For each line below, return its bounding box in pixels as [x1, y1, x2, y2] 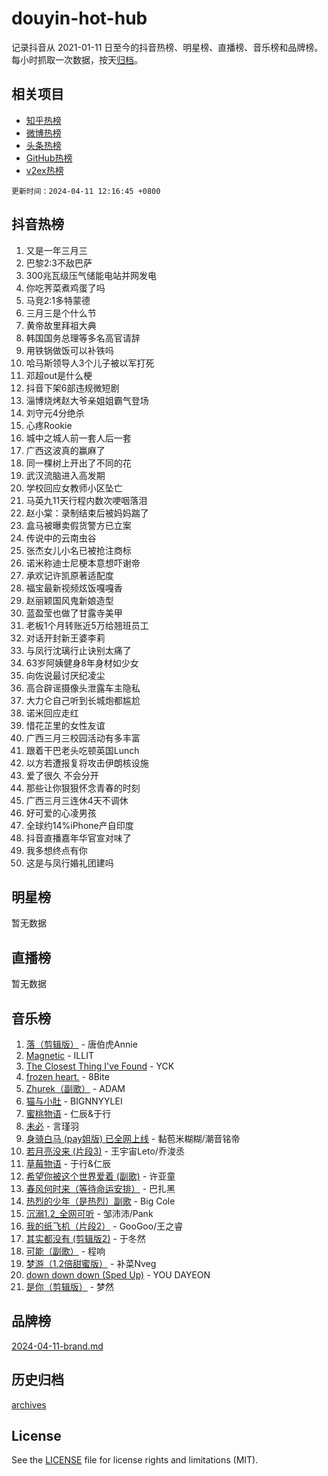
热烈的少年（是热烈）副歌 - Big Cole [25, 1195, 176, 1207]
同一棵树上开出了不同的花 [25, 457, 132, 469]
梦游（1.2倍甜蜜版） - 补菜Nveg [25, 1258, 157, 1269]
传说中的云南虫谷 [25, 532, 97, 544]
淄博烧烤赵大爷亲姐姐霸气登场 [25, 394, 149, 406]
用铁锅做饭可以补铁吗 [25, 344, 114, 356]
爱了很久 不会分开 [25, 769, 99, 781]
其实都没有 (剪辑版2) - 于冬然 [25, 1233, 146, 1244]
